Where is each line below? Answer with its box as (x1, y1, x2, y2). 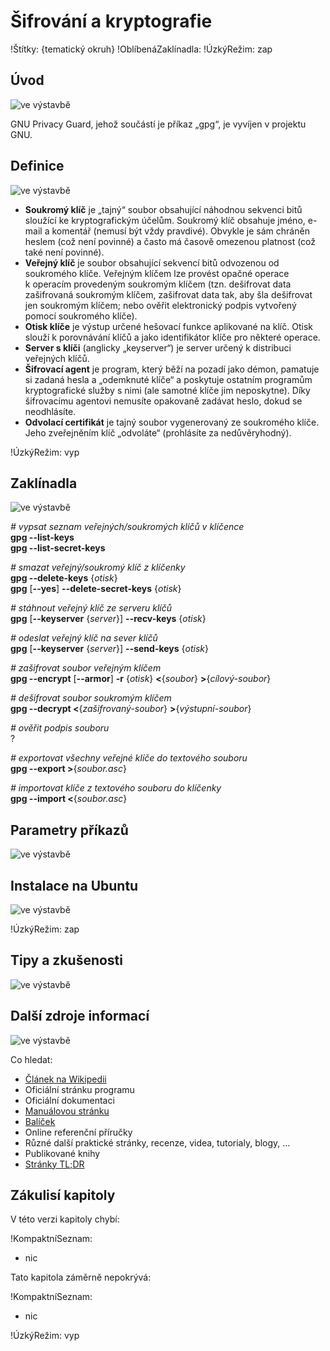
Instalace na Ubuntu (10, 877, 139, 894)
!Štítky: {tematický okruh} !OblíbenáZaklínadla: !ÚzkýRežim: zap (10, 43, 273, 55)
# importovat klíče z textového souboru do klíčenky (10, 782, 222, 794)
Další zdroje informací (10, 1008, 150, 1025)
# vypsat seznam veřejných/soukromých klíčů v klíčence (10, 521, 245, 533)
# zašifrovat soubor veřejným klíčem (10, 662, 162, 674)
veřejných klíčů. (24, 352, 90, 364)
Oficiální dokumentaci (24, 1094, 115, 1106)
